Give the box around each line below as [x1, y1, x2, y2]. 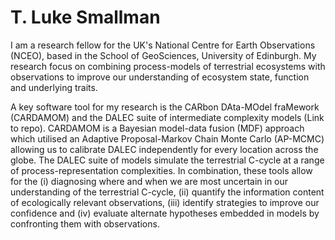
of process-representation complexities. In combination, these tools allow [10, 164, 313, 176]
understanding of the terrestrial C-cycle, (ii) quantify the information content [10, 186, 325, 198]
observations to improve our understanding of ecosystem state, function [10, 71, 310, 83]
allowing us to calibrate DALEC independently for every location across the [10, 143, 319, 155]
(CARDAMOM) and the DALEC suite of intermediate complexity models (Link [10, 111, 325, 123]
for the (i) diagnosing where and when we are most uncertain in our [10, 175, 289, 187]
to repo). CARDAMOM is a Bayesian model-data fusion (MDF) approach [10, 122, 305, 134]
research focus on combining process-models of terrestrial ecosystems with [10, 60, 326, 72]
